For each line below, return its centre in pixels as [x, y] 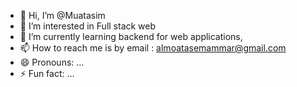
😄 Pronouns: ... [52, 62]
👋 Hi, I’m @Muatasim [62, 15]
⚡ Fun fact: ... [47, 73]
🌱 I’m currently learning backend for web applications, [131, 36]
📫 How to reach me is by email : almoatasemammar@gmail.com [153, 48]
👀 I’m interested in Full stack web [88, 26]
